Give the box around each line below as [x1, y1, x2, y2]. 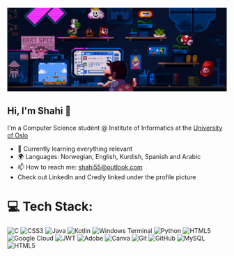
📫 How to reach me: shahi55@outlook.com [17, 163, 143, 171]
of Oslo [7, 130, 29, 140]
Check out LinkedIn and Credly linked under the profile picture [17, 172, 196, 181]
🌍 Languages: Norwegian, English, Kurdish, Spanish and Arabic [17, 152, 201, 160]
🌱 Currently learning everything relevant [17, 144, 132, 153]
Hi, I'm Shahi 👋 [7, 105, 72, 117]
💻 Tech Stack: [7, 198, 93, 214]
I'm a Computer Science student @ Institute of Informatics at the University [7, 123, 223, 132]
